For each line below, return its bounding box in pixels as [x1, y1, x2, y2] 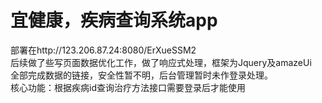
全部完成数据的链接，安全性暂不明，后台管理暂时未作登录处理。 [10, 69, 273, 81]
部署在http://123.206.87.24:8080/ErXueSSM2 [10, 44, 197, 56]
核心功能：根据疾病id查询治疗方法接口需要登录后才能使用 [10, 81, 246, 93]
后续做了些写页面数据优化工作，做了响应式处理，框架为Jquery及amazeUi [10, 56, 312, 68]
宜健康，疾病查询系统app [10, 9, 218, 32]
